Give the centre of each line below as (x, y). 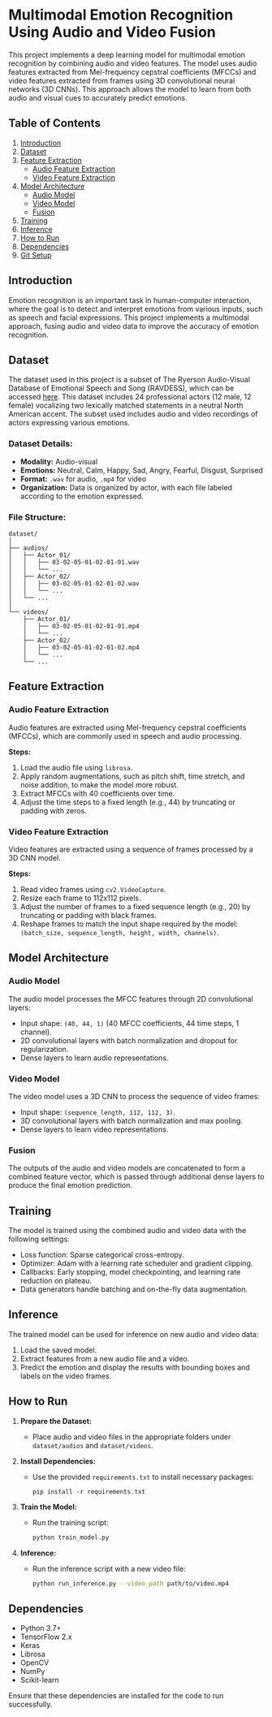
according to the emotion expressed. (82, 496)
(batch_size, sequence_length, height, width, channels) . (119, 932)
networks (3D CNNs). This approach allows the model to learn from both (130, 89)
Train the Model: (48, 1507)
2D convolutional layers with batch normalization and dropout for (129, 1040)
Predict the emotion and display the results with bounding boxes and (135, 1367)
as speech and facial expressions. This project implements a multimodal (129, 317)
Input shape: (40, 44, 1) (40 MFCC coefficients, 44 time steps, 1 (130, 1023)
